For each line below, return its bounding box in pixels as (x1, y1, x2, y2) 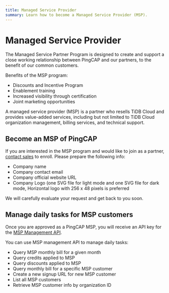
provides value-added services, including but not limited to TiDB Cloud (5, 114, 155, 120)
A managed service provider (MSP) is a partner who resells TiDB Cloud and (5, 108, 165, 115)
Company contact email (12, 169, 63, 175)
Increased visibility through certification (12, 93, 97, 99)
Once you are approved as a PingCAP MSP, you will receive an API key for (5, 224, 162, 230)
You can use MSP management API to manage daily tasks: (5, 240, 129, 246)
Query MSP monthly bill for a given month (12, 249, 101, 255)
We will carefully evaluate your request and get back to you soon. (5, 195, 143, 202)
